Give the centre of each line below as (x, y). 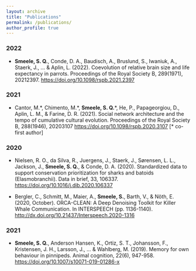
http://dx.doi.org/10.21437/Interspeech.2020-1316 (75, 215)
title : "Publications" (34, 17)
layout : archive (26, 11)
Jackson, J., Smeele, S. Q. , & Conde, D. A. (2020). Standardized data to (101, 167)
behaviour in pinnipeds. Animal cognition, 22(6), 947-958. (85, 256)
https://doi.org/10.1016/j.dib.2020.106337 (63, 186)
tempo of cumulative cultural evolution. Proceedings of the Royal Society (102, 120)
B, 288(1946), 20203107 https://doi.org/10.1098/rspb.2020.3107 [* (94, 126)
